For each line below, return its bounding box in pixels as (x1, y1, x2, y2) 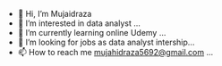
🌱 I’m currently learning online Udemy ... (17, 28, 166, 37)
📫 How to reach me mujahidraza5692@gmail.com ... (17, 47, 214, 57)
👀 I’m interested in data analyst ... (17, 18, 141, 29)
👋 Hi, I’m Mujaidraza (17, 9, 92, 19)
